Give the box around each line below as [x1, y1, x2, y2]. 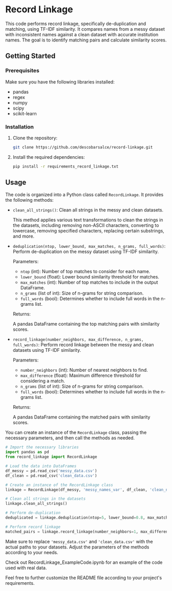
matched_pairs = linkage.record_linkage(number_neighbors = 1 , [5, 529, 139, 534]
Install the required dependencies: [12, 154, 85, 160]
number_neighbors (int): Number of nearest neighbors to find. [20, 367, 148, 373]
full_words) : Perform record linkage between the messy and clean [12, 342, 155, 348]
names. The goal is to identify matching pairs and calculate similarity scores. [5, 37, 167, 43]
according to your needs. [5, 549, 58, 555]
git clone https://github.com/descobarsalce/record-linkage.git [12, 144, 153, 150]
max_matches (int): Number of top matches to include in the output [20, 279, 158, 285]
